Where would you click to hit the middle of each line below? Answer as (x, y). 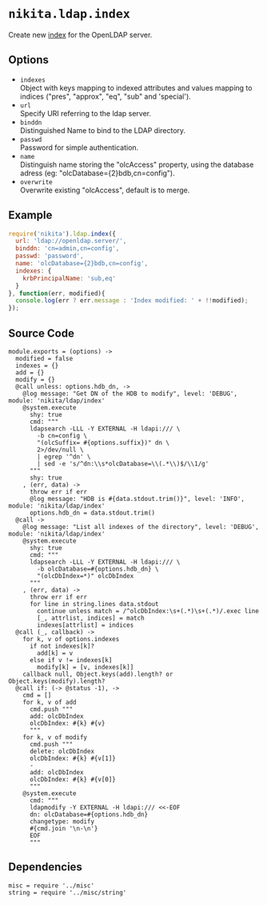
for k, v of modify (55, 737)
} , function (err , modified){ (57, 293)
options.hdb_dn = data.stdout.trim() (92, 513)
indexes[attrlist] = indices (86, 625)
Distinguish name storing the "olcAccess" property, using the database (137, 164)
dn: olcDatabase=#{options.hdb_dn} (89, 814)
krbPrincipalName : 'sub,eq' (69, 278)
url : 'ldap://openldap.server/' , (71, 241)
